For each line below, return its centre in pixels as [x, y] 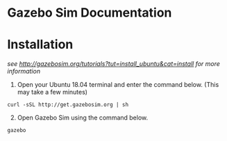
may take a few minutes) [52, 92]
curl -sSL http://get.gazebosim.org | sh [68, 105]
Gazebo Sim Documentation [90, 13]
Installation [40, 45]
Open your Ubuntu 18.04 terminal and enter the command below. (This [118, 85]
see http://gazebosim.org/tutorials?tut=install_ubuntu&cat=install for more [114, 64]
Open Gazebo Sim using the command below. [83, 118]
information [24, 72]
